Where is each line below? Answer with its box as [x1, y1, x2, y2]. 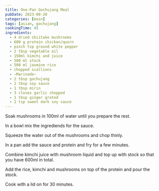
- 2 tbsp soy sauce [9, 81, 50, 86]
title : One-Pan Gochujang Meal [5, 7, 70, 12]
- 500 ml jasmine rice [9, 63, 56, 67]
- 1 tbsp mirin [9, 85, 41, 91]
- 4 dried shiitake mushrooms [9, 35, 72, 40]
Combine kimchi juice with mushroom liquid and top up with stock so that [5, 152, 155, 158]
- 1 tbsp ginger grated [9, 95, 58, 100]
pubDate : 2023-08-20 [5, 12, 48, 17]
